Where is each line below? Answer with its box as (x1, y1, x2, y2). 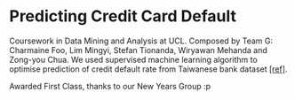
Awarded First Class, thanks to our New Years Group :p (9, 81, 211, 91)
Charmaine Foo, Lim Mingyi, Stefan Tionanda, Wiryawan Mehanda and (9, 44, 268, 55)
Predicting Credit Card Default (9, 6, 237, 27)
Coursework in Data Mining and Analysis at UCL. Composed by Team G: (9, 35, 274, 46)
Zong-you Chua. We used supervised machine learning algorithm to (9, 54, 258, 65)
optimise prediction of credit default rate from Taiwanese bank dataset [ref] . (9, 64, 288, 74)
